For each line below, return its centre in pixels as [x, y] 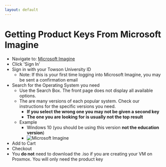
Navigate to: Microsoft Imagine [43, 59]
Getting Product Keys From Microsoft [83, 34]
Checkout [22, 148]
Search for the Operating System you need [56, 85]
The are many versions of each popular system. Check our [79, 101]
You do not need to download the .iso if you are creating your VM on [82, 154]
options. [28, 95]
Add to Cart [24, 143]
